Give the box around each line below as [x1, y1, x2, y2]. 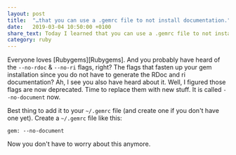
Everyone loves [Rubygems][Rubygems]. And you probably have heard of [7, 55, 221, 64]
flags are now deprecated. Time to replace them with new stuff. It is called [7, 86, 222, 94]
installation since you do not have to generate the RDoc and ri [7, 71, 186, 79]
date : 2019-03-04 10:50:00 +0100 [7, 23, 112, 30]
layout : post [7, 10, 46, 18]
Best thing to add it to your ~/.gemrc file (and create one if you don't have [7, 107, 220, 115]
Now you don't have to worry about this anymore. [7, 140, 151, 148]
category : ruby [7, 36, 52, 43]
